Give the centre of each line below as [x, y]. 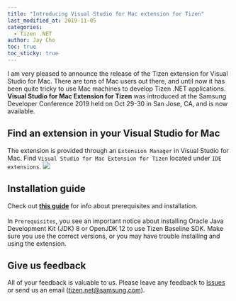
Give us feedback [47, 265]
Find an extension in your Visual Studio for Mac [114, 134]
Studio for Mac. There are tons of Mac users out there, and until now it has [116, 81]
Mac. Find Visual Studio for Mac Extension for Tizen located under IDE [114, 158]
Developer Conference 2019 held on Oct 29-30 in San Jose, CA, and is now [118, 103]
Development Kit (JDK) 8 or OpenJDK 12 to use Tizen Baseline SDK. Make [116, 228]
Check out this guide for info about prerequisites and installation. [102, 205]
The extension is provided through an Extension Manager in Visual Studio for [118, 150]
